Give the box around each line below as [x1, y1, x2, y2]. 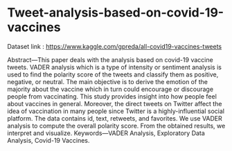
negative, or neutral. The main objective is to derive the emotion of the [7, 77, 208, 85]
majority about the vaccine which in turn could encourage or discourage [7, 85, 213, 93]
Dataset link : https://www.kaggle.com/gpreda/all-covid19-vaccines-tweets [7, 42, 222, 50]
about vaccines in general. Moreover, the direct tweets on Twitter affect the [7, 99, 222, 108]
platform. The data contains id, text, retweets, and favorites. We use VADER [7, 114, 223, 122]
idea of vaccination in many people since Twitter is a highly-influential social [7, 107, 225, 115]
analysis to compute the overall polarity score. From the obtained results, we [7, 121, 226, 130]
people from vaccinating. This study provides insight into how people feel [7, 92, 217, 101]
